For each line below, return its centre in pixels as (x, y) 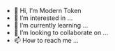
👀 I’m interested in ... (43, 18)
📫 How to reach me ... (46, 40)
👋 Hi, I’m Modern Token (47, 11)
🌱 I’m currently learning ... (51, 25)
